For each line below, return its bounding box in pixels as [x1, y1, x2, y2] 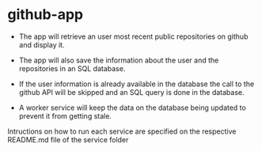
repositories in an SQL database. [18, 63, 126, 73]
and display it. [18, 40, 65, 49]
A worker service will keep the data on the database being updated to [18, 103, 246, 112]
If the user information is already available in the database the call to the [18, 79, 255, 89]
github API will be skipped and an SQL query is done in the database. [18, 87, 245, 96]
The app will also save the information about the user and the [18, 55, 219, 65]
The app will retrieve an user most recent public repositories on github [18, 32, 249, 41]
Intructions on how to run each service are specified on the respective [7, 126, 237, 136]
